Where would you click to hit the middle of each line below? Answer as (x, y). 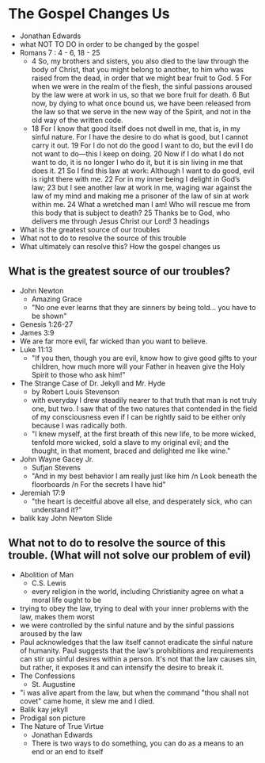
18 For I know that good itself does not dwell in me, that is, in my (136, 128)
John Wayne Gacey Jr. (57, 459)
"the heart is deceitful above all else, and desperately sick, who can (142, 501)
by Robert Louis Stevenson (76, 391)
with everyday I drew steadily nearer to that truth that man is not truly (144, 400)
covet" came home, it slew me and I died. (87, 701)
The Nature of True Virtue (62, 726)
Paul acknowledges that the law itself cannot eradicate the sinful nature (136, 642)
